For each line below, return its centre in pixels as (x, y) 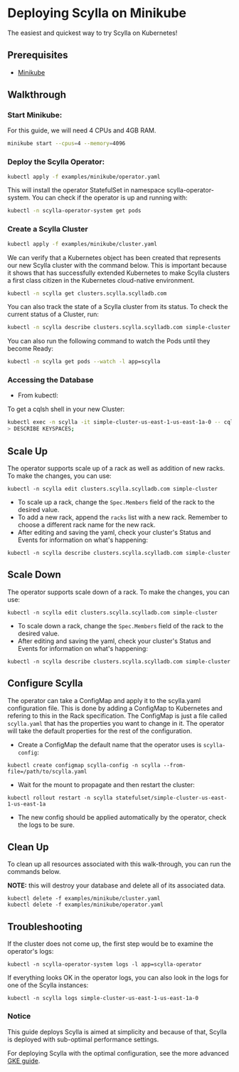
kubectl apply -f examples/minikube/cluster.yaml (83, 244)
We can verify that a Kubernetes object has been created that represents (114, 257)
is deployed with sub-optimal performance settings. (83, 1039)
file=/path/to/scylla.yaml (47, 771)
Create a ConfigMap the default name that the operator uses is (110, 744)
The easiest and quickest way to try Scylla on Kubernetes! (92, 33)
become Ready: (30, 349)
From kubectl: (38, 395)
